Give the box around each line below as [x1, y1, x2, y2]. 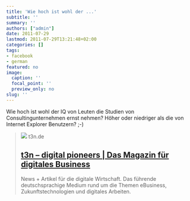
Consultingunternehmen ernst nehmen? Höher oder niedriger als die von [6, 114, 184, 121]
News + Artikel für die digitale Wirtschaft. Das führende [20, 175, 157, 182]
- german [6, 58, 28, 64]
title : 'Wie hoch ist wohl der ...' [6, 8, 97, 15]
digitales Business [20, 159, 91, 169]
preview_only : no [11, 86, 55, 92]
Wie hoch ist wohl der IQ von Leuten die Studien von [6, 108, 135, 115]
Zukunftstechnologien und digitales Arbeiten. [20, 188, 131, 195]
